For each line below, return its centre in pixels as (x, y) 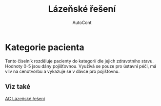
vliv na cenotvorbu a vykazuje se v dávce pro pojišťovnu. (62, 71)
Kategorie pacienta (45, 47)
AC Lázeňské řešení (25, 98)
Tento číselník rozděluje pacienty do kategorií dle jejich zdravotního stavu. (79, 61)
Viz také (18, 87)
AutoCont (82, 22)
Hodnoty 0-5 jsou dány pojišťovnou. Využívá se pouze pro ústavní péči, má (81, 66)
